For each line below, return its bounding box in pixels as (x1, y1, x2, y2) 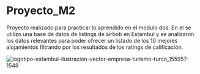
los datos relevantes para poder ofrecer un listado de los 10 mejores (6, 37, 178, 44)
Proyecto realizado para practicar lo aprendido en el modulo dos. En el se (6, 24, 191, 31)
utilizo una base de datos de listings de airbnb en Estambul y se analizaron (6, 30, 194, 37)
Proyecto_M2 (6, 4, 76, 18)
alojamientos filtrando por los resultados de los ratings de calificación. (6, 43, 183, 51)
